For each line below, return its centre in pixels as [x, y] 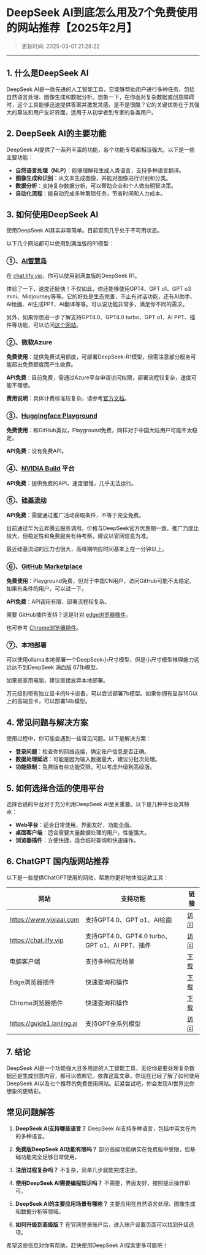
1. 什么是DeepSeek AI [48, 73]
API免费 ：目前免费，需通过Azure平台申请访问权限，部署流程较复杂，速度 [99, 377]
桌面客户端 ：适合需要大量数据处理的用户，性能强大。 [82, 833]
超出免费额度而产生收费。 [44, 364]
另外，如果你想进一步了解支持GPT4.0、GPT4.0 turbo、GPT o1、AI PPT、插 [101, 317]
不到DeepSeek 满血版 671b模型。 [59, 667]
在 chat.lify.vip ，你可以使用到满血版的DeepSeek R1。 [73, 275]
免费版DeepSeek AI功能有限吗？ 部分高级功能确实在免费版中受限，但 [103, 1149]
